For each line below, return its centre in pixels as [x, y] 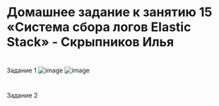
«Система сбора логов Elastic [99, 27]
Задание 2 [22, 95]
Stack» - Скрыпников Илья [90, 42]
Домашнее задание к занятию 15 [109, 12]
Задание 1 [22, 70]
